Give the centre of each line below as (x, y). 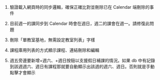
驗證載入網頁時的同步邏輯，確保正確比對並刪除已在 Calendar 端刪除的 (80, 7)
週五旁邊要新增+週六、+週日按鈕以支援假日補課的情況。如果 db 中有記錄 (82, 60)
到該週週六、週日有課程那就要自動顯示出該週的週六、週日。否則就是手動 (82, 66)
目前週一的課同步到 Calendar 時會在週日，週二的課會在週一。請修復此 (80, 24)
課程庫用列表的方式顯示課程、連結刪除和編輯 (54, 50)
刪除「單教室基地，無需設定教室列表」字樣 (52, 40)
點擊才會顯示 (22, 72)
